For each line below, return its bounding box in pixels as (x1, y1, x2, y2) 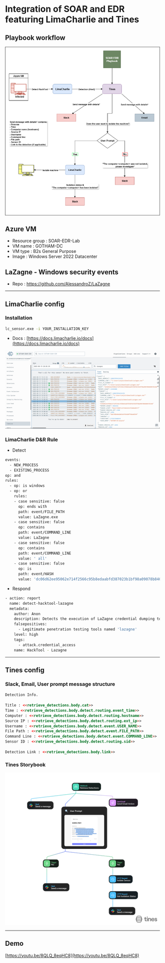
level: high (14, 632, 38, 637)
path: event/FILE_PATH (18, 509, 65, 514)
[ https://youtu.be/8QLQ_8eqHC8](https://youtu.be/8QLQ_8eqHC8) (5, 952, 139, 958)
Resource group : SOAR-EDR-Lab (12, 238, 80, 244)
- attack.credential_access (18, 642, 76, 648)
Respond (12, 586, 30, 591)
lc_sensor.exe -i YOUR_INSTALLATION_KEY (5, 326, 89, 331)
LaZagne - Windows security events (5, 268, 119, 276)
